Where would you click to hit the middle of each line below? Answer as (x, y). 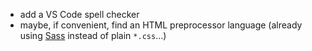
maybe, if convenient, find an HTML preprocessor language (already (161, 25)
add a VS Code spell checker (79, 14)
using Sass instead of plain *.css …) (93, 35)
